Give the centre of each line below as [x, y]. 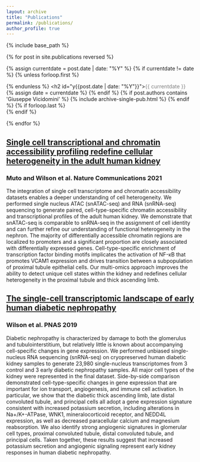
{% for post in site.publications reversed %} [60, 57]
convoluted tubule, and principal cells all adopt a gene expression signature [99, 402]
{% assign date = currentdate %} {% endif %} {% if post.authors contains [97, 93]
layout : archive [26, 12]
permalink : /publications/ [40, 23]
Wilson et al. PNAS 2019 [42, 325]
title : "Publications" [34, 17]
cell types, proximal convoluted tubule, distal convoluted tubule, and [90, 433]
